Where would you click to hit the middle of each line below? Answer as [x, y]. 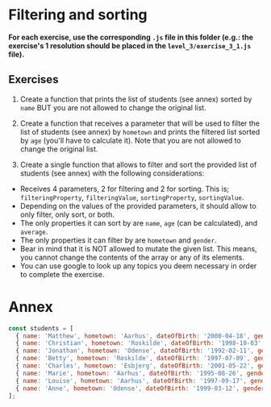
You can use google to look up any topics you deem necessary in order [138, 266]
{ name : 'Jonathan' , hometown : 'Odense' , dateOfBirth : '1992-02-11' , [135, 351]
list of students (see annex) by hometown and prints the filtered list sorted [140, 131]
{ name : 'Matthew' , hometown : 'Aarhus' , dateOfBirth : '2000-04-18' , [133, 336]
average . [34, 231]
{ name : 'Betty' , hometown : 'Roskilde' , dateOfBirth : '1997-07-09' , [133, 359]
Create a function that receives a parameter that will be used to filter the [140, 123]
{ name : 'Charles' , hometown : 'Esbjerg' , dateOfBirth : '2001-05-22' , [135, 366]
